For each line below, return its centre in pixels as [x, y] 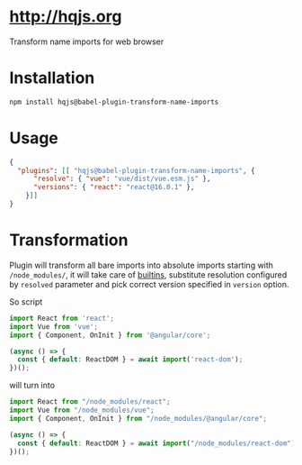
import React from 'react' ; [62, 318]
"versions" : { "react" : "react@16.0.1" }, [114, 187]
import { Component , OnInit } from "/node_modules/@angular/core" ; [138, 418]
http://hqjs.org [66, 17]
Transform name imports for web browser [87, 41]
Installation [52, 78]
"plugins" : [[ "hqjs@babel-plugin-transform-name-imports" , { [136, 170]
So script [26, 301]
